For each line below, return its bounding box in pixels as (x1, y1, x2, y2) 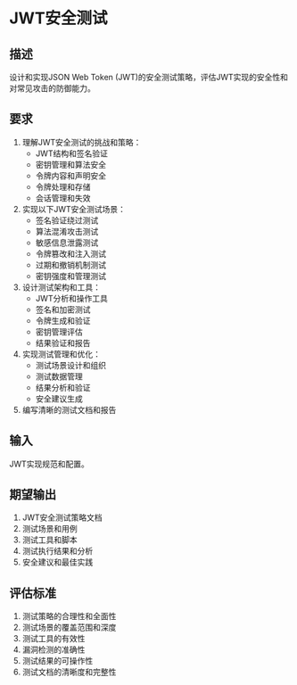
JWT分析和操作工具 (35, 293, 109, 303)
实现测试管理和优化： (21, 349, 101, 359)
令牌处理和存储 (35, 181, 91, 192)
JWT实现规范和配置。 (9, 458, 89, 469)
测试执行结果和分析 (21, 546, 94, 557)
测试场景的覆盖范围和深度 (21, 622, 117, 633)
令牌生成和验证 (35, 315, 91, 326)
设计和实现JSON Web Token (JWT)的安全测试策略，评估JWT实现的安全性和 (9, 72, 288, 82)
